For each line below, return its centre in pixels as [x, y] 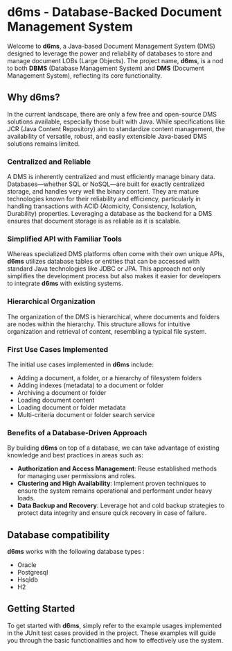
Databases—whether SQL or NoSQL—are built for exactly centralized [106, 184]
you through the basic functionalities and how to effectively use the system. [115, 640]
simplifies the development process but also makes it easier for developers [114, 276]
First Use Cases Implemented [58, 349]
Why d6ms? [34, 98]
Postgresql [33, 573]
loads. [26, 498]
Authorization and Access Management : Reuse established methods [117, 468]
